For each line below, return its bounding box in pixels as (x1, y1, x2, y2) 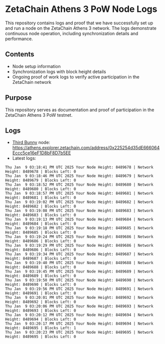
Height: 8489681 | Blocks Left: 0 (5, 195, 77, 201)
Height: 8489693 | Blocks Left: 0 (5, 308, 77, 313)
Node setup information (12, 63, 61, 69)
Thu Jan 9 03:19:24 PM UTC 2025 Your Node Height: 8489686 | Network (5, 234, 154, 239)
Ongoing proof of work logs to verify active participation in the (12, 73, 140, 80)
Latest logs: (12, 155, 36, 161)
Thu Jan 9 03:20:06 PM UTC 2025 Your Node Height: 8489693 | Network (5, 304, 154, 309)
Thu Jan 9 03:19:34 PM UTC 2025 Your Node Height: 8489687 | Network (5, 252, 154, 257)
